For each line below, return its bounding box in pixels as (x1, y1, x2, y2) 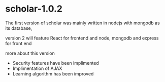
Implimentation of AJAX (12, 65, 62, 71)
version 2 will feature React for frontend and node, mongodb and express (5, 35, 159, 41)
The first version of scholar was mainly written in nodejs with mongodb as (5, 20, 160, 26)
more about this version (5, 50, 55, 56)
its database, (5, 25, 32, 31)
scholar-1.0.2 (5, 3, 62, 15)
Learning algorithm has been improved (12, 70, 94, 76)
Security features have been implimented (12, 60, 99, 66)
